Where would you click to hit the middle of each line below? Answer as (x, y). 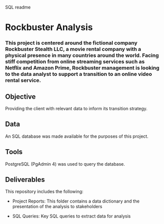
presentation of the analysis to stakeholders (57, 207)
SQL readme (18, 7)
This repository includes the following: (44, 192)
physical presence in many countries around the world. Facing (82, 55)
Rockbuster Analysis (49, 27)
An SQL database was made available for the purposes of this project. (77, 136)
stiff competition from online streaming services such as (75, 62)
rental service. (23, 80)
